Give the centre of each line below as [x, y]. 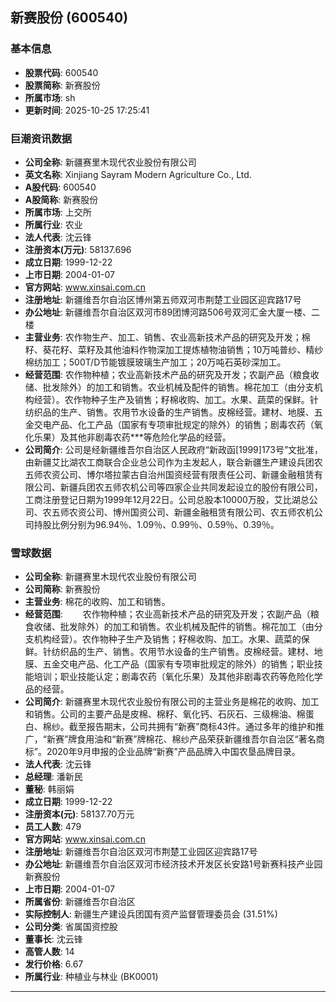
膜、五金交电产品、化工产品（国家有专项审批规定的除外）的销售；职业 [169, 664]
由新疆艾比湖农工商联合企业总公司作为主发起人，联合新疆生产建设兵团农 [173, 462]
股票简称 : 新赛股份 [62, 85]
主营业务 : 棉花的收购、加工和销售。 [97, 602]
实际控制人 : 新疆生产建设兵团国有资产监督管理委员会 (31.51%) [151, 914]
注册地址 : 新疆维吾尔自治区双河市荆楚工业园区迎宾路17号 [141, 852]
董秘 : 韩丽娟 [49, 789]
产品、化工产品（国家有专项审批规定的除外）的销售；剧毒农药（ [183, 424]
